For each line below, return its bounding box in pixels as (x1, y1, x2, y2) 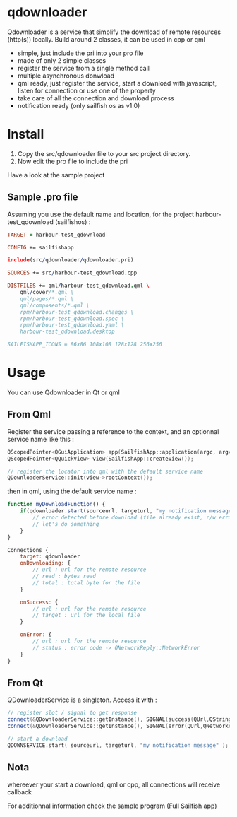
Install (7, 127, 44, 142)
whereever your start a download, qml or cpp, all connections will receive (7, 780, 221, 789)
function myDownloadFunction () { (7, 501, 106, 508)
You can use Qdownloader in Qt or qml (7, 388, 120, 396)
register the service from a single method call (17, 64, 150, 72)
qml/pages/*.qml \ (20, 295, 74, 302)
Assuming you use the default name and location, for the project (7, 210, 195, 218)
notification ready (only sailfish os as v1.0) (17, 101, 140, 110)
